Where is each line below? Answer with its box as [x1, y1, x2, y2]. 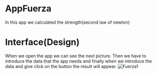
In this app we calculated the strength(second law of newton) [5, 19, 130, 25]
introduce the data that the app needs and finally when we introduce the [5, 58, 152, 64]
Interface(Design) [5, 37, 80, 48]
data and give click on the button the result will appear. [5, 63, 117, 69]
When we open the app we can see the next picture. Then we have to [5, 53, 147, 59]
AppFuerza [5, 3, 52, 14]
